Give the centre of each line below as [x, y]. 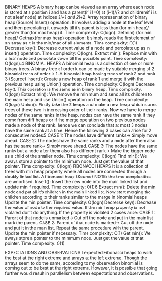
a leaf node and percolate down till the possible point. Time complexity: [76, 58]
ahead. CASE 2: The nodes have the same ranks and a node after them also [80, 140]
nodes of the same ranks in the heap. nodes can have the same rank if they [80, 115]
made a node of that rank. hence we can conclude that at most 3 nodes [76, 125]
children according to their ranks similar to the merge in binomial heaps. [77, 197]
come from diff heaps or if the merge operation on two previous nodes [75, 120]
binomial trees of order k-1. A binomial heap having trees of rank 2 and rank [80, 74]
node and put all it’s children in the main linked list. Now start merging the [78, 192]
